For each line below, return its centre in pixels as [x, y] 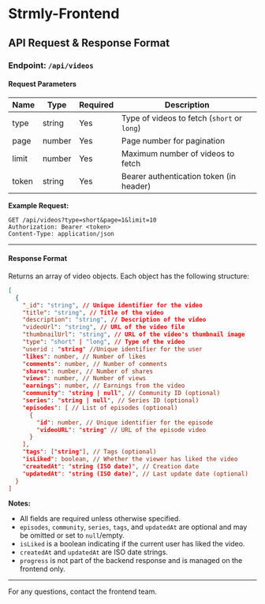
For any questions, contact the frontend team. [83, 591]
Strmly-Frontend [64, 14]
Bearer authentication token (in [179, 176]
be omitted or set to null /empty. [72, 535]
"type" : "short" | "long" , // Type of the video [104, 342]
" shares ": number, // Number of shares [88, 371]
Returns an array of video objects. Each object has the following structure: [129, 276]
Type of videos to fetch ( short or [182, 117]
